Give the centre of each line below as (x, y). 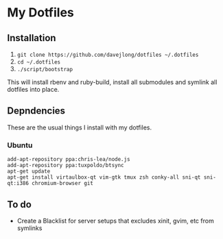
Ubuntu (20, 145)
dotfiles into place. (33, 89)
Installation (32, 38)
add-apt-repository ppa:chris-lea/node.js (69, 160)
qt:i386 (18, 184)
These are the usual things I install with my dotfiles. (80, 127)
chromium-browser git (63, 184)
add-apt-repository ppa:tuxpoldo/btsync (66, 166)
